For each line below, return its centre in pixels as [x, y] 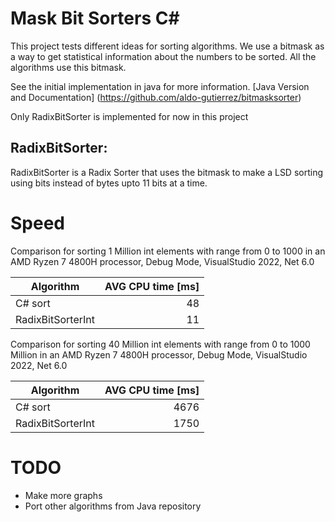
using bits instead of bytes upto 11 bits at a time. [109, 183]
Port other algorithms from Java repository [113, 506]
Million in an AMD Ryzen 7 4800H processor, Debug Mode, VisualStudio [159, 354]
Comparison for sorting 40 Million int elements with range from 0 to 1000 [160, 344]
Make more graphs [63, 495]
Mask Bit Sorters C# [95, 18]
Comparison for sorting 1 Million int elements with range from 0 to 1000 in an [168, 251]
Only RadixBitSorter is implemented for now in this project [129, 116]
